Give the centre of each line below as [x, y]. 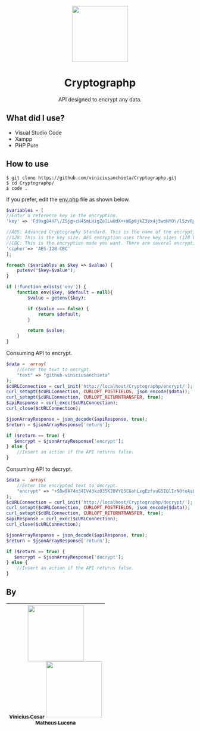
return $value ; [46, 331]
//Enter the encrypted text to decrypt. [68, 485]
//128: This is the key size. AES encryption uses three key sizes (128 [98, 238]
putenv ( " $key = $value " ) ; [46, 271]
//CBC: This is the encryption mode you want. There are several [89, 243]
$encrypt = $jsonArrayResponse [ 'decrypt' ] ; [69, 557]
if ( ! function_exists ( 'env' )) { [46, 287]
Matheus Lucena [56, 723]
